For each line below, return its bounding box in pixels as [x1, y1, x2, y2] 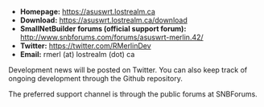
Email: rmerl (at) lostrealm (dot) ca [19, 50, 135, 59]
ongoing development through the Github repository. [8, 74, 183, 83]
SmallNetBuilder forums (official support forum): [19, 24, 187, 33]
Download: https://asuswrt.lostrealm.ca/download [19, 15, 188, 25]
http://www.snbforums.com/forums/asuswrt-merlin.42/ [19, 32, 204, 42]
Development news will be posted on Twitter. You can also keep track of [8, 65, 248, 75]
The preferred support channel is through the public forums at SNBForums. [8, 89, 258, 99]
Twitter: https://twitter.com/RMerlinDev [19, 41, 151, 51]
